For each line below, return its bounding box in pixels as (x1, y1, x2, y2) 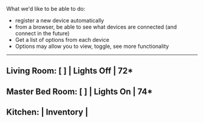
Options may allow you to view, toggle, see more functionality (15, 42, 169, 50)
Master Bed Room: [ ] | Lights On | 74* (6, 86, 153, 96)
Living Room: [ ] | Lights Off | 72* (6, 66, 134, 76)
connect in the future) (15, 30, 70, 37)
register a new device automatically (15, 17, 104, 24)
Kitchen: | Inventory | (6, 107, 89, 118)
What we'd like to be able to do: (6, 5, 86, 12)
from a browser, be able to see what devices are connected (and (15, 24, 177, 30)
